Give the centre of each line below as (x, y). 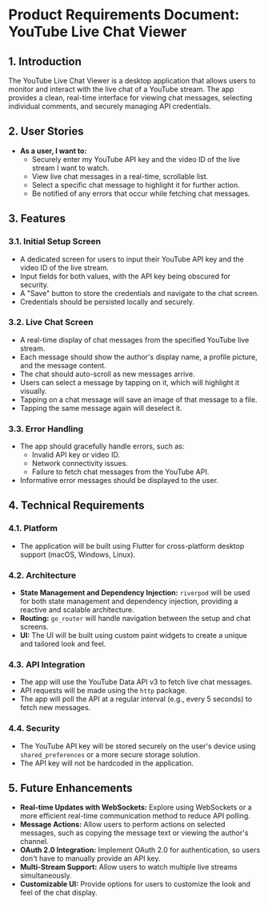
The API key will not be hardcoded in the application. (107, 763)
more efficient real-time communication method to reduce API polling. (135, 816)
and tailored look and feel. (63, 644)
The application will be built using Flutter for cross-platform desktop (132, 546)
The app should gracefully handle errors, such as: (102, 446)
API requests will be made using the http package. (103, 691)
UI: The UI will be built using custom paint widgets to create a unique (134, 635)
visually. (33, 391)
